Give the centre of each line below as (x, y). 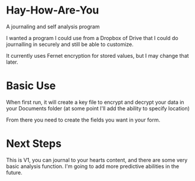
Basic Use (31, 86)
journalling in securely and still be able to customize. (70, 44)
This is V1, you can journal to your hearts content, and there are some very (97, 160)
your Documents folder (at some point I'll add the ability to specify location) (98, 108)
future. (14, 172)
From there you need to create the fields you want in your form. (83, 120)
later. (12, 62)
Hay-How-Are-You (53, 10)
